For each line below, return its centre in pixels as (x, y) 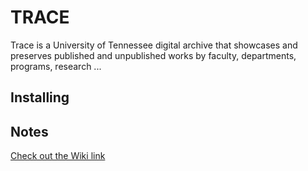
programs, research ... (56, 66)
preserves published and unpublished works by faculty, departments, (153, 55)
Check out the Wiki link (58, 156)
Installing (40, 97)
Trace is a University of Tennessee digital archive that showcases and (154, 45)
